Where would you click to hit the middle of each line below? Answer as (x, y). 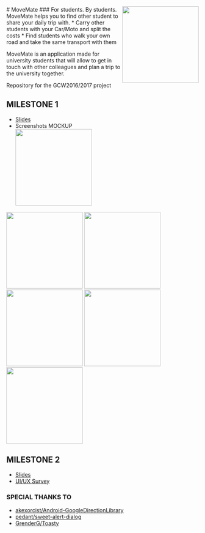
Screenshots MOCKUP (44, 125)
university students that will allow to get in (59, 60)
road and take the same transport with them (62, 42)
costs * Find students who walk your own (58, 35)
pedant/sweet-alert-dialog (48, 516)
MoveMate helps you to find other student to (62, 16)
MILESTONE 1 (33, 104)
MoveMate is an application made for (53, 54)
